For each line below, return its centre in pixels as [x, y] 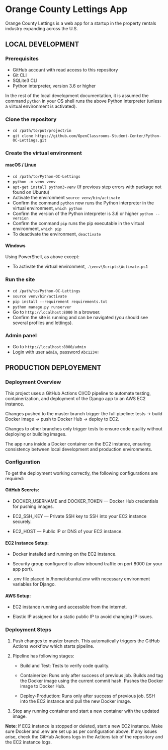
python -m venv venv [34, 182]
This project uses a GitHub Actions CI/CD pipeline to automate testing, [78, 393]
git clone [23, 136]
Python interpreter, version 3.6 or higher [54, 86]
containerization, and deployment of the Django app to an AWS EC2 [75, 398]
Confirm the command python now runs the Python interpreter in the [83, 203]
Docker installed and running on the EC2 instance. [64, 554]
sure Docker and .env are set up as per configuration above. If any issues [81, 731]
